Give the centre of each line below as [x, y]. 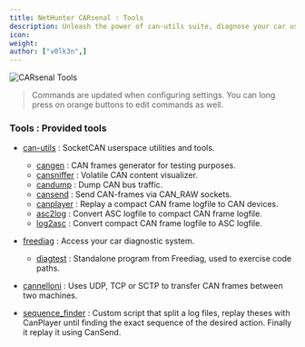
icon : [20, 35]
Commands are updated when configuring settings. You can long [153, 95]
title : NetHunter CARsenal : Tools [77, 18]
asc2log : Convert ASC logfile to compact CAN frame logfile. [149, 213]
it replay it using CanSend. [72, 332]
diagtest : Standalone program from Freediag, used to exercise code [164, 259]
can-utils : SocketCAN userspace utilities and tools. [118, 148]
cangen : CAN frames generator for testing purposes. [136, 165]
